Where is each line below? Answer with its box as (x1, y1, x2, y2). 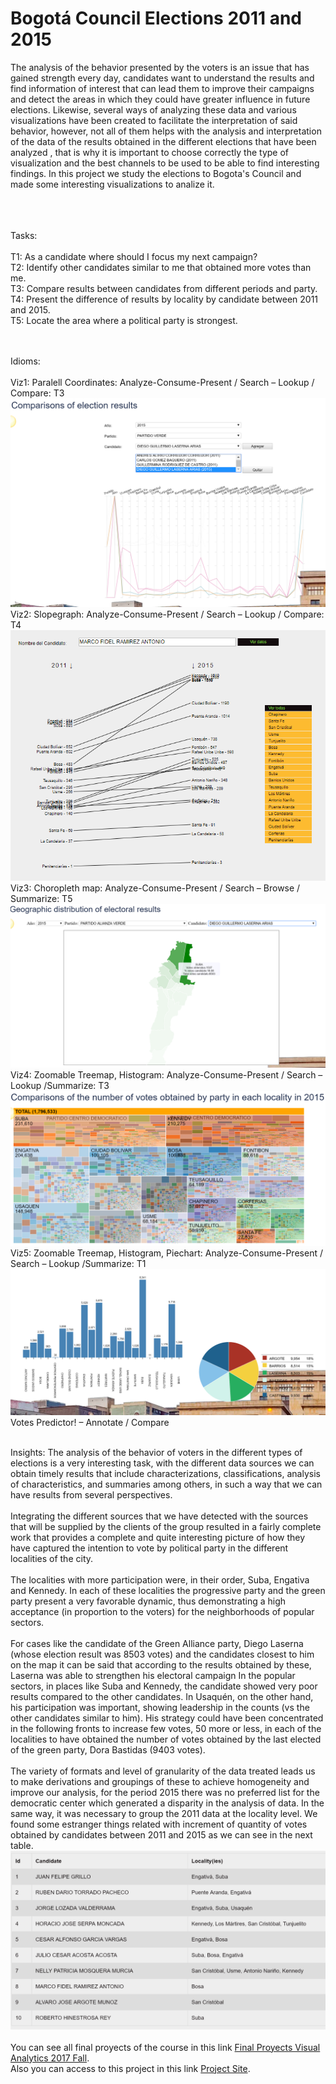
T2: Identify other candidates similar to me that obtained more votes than (10, 261, 312, 273)
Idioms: (10, 355, 41, 367)
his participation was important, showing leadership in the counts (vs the (10, 1702, 310, 1714)
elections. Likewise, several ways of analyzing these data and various (10, 103, 297, 116)
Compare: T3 (10, 387, 65, 399)
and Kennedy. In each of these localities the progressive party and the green (10, 1585, 326, 1597)
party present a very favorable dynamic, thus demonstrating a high (10, 1595, 287, 1607)
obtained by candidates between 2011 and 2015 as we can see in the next (10, 1829, 313, 1841)
